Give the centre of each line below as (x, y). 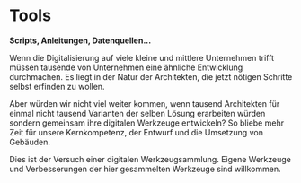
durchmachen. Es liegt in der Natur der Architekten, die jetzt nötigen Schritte (151, 76)
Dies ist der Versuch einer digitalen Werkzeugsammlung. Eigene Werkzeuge (150, 159)
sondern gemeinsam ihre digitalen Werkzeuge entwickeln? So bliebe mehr (147, 123)
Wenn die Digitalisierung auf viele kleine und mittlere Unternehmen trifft (142, 57)
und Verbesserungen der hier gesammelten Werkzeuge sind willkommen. (145, 169)
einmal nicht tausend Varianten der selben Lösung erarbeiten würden (137, 113)
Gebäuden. (30, 142)
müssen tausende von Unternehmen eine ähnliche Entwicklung (126, 67)
